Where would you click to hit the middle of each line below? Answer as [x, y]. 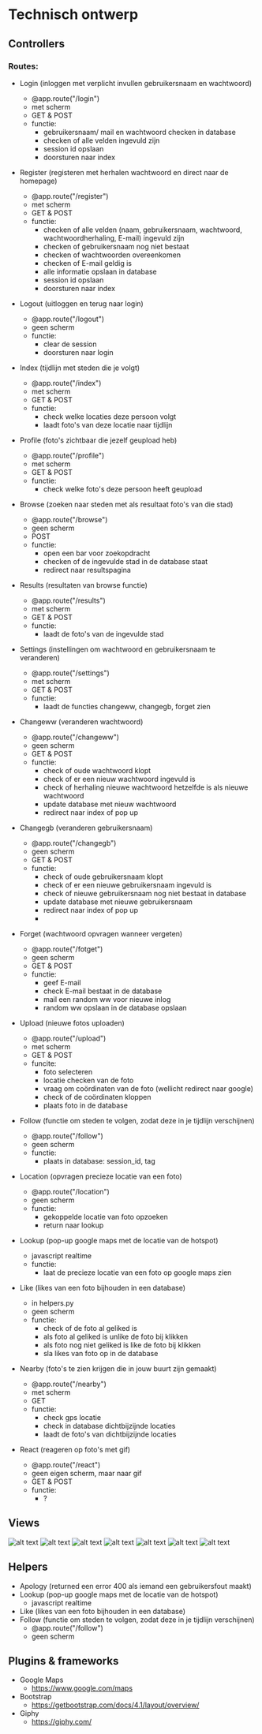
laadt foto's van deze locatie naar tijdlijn [108, 424]
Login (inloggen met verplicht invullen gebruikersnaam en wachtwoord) [136, 83]
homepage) [38, 181]
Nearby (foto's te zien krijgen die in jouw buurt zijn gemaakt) [118, 1368]
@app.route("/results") [69, 600]
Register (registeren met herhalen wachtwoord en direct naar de [124, 172]
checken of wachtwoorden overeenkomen [112, 255]
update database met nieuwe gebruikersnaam [118, 902]
